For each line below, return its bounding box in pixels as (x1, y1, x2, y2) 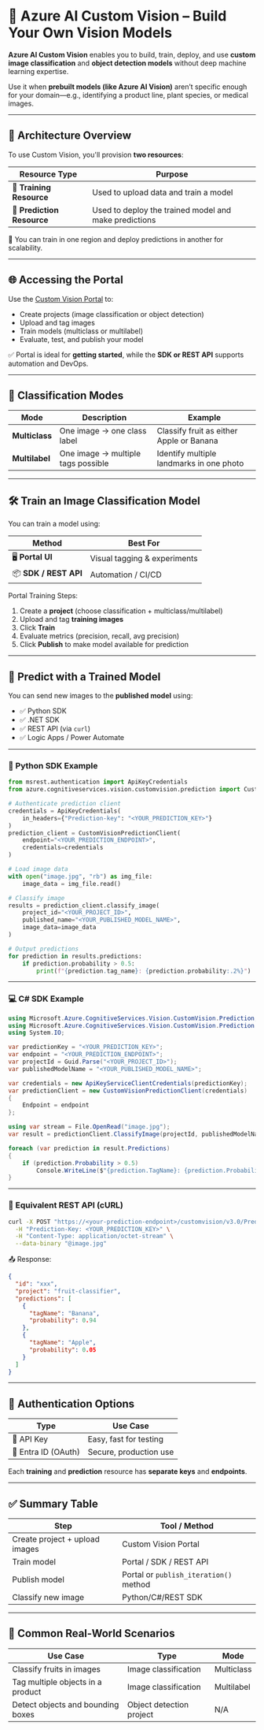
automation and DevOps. (8, 359, 89, 368)
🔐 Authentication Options (8, 1397, 135, 1410)
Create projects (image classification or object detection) (19, 309, 204, 318)
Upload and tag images (19, 318, 96, 327)
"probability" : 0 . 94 (28, 1316, 97, 1325)
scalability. (8, 243, 43, 252)
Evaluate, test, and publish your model (19, 334, 144, 344)
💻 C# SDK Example (8, 993, 84, 1004)
